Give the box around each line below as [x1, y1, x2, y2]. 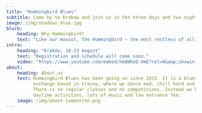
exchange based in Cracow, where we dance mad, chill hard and [32, 81, 195, 87]
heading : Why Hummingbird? [17, 31, 85, 37]
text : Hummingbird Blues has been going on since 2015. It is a [17, 75, 182, 81]
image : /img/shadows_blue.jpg [6, 20, 82, 26]
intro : [6, 42, 23, 48]
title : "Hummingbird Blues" [6, 8, 77, 15]
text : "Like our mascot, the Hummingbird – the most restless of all [17, 36, 195, 42]
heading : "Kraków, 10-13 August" [17, 48, 101, 54]
